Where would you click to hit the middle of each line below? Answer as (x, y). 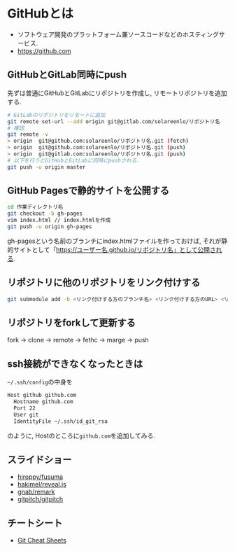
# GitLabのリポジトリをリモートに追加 (56, 115)
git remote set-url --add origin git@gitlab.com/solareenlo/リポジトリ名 (114, 121)
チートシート (35, 523)
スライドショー (40, 460)
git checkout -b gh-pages (45, 214)
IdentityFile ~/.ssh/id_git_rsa (61, 421)
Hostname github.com (43, 402)
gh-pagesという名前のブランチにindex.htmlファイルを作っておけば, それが (114, 241)
